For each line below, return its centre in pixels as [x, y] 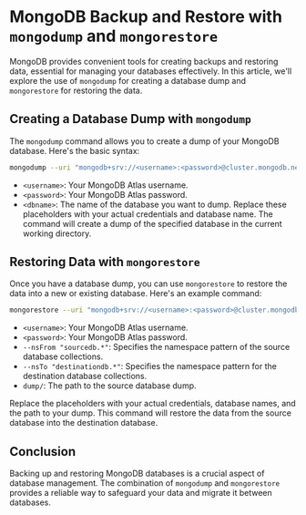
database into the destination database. [84, 423]
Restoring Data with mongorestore [105, 262]
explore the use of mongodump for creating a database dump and [128, 80]
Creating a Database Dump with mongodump [131, 119]
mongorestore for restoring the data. [76, 90]
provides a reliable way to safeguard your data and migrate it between [141, 493]
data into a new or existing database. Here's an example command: [136, 294]
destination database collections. [85, 376]
